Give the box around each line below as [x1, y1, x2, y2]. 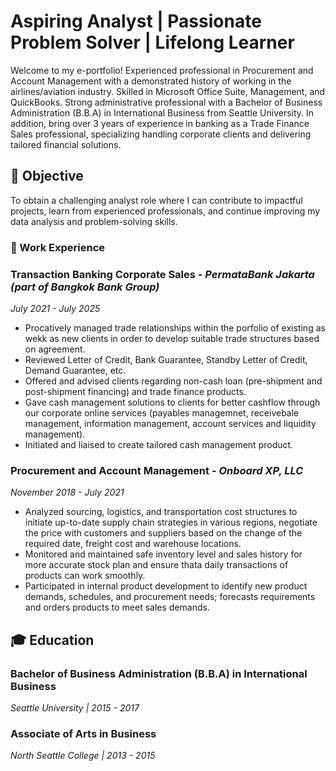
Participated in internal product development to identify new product [24, 580, 308, 592]
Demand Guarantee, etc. [24, 364, 127, 376]
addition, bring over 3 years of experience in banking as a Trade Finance [10, 117, 310, 129]
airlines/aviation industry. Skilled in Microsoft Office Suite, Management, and [10, 85, 326, 97]
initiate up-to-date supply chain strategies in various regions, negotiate [24, 516, 318, 529]
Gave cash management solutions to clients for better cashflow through [24, 396, 321, 408]
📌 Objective [10, 168, 84, 185]
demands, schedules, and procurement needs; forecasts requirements [24, 591, 316, 603]
